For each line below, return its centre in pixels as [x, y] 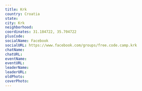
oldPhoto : [15, 77]
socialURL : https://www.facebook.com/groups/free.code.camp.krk [71, 45]
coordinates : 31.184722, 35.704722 [41, 32]
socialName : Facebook [27, 41]
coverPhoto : [17, 81]
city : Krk [15, 23]
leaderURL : [16, 72]
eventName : [16, 59]
